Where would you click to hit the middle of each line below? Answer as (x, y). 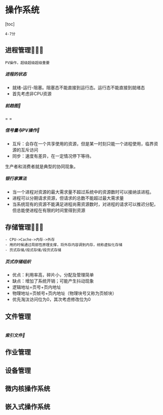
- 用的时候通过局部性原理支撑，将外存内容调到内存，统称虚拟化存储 (64, 245)
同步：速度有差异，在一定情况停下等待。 (53, 156)
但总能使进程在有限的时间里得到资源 (49, 210)
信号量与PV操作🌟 (23, 130)
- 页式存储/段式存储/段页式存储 (33, 250)
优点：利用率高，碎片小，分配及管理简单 (53, 275)
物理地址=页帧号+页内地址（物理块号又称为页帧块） (64, 293)
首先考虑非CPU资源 (32, 93)
